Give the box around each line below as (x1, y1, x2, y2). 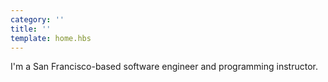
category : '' (10, 14, 65, 25)
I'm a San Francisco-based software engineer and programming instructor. (10, 61, 318, 73)
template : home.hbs (10, 33, 92, 43)
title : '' (10, 24, 52, 34)
